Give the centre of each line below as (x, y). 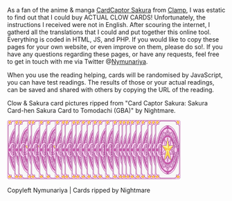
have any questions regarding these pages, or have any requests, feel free (113, 54)
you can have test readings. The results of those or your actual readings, (111, 82)
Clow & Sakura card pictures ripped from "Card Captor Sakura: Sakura (108, 103)
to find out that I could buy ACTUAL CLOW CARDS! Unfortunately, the (107, 17)
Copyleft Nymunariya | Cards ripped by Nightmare (79, 190)
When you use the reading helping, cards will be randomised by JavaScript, (115, 75)
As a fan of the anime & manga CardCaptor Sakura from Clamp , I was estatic (116, 10)
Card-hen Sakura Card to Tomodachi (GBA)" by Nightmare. (91, 111)
